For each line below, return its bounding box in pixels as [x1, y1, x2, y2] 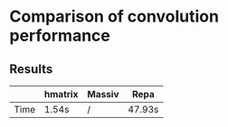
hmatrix [43, 88, 79, 100]
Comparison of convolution [9, 6, 220, 27]
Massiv [87, 88, 119, 100]
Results [9, 61, 53, 77]
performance [9, 25, 110, 46]
